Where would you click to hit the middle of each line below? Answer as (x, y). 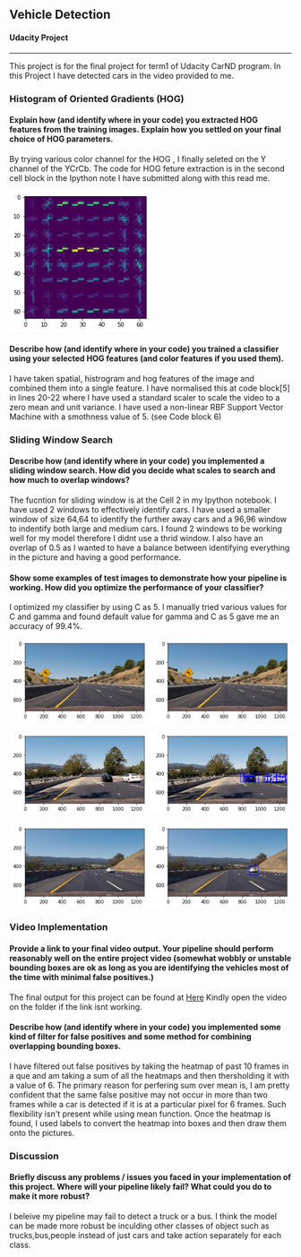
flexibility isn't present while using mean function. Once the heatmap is (140, 1114)
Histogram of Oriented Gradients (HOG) (97, 99)
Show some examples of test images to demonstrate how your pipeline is (148, 578)
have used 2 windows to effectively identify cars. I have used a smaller (140, 510)
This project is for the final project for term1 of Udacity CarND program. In (145, 65)
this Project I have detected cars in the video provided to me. (122, 75)
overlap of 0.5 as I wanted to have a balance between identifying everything (150, 548)
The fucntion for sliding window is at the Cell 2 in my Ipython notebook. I (143, 500)
